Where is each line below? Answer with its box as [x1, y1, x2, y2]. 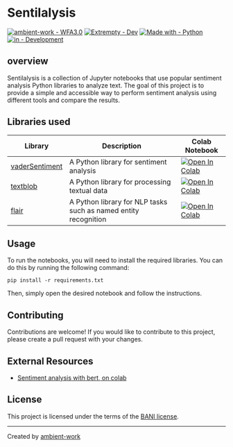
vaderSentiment [10, 161, 63, 171]
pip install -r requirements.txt [7, 277, 104, 284]
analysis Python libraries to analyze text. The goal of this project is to [7, 81, 205, 90]
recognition [69, 214, 107, 223]
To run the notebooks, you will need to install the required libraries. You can [7, 256, 223, 264]
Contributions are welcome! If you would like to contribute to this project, [7, 328, 216, 336]
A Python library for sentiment [69, 157, 167, 167]
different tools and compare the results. [7, 96, 120, 104]
